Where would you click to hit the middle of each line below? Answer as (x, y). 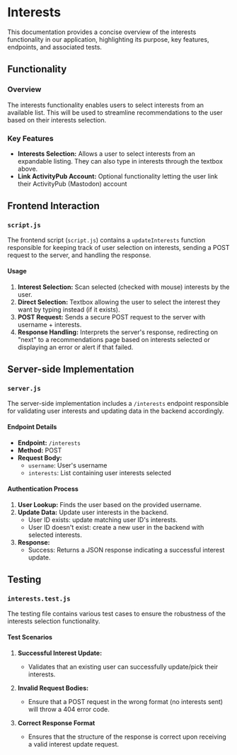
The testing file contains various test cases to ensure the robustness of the (117, 613)
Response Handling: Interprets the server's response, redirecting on (117, 332)
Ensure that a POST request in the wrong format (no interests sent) (126, 701)
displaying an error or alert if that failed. (75, 347)
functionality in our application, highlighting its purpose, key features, (108, 39)
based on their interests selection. (57, 120)
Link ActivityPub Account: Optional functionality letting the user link (117, 176)
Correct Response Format (56, 722)
